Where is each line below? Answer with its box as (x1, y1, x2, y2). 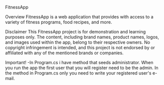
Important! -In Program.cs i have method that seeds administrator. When (5, 60, 154, 65)
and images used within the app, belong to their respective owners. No (5, 39, 151, 45)
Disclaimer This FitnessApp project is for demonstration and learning (5, 29, 146, 34)
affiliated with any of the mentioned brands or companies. (5, 50, 124, 56)
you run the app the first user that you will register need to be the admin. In (5, 65, 159, 71)
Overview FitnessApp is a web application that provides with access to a (5, 14, 154, 19)
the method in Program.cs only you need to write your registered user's (5, 70, 152, 76)
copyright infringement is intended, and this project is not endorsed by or (5, 45, 155, 50)
